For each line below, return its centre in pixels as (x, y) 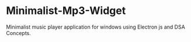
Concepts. (18, 33)
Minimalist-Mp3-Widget (66, 11)
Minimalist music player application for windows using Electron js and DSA (95, 27)
